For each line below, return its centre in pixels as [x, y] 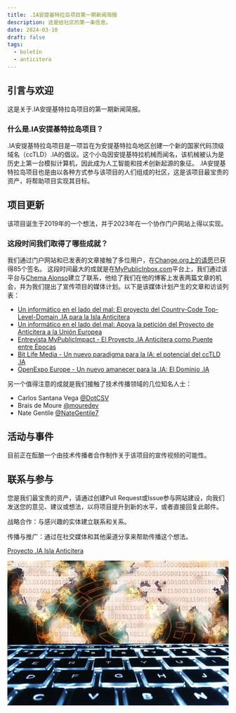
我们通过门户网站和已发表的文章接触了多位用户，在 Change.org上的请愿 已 [113, 260]
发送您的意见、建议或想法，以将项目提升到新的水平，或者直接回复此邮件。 [115, 507]
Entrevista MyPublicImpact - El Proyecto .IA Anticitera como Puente [115, 340]
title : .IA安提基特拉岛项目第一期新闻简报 [62, 15]
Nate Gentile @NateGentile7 [58, 413]
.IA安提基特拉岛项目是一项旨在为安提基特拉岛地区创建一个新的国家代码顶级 [116, 145]
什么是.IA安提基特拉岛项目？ [55, 129]
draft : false [26, 37]
